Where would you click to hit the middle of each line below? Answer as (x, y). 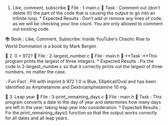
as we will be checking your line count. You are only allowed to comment (88, 23)
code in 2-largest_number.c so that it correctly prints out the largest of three (84, 66)
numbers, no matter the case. (36, 72)
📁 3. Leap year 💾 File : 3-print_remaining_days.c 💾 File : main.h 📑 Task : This (83, 97)
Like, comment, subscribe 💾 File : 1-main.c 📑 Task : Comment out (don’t (86, 8)
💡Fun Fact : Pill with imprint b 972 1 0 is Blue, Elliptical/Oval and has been (81, 81)
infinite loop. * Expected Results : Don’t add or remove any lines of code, (88, 18)
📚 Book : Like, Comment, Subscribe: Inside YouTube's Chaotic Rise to (78, 39)
